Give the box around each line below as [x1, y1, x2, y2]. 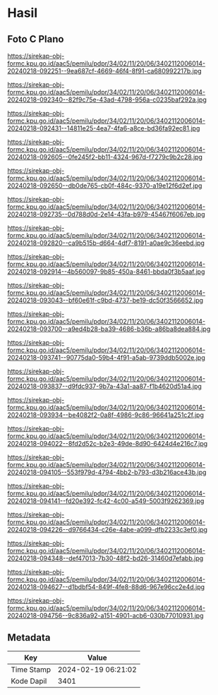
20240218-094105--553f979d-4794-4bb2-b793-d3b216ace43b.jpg [7, 468, 207, 476]
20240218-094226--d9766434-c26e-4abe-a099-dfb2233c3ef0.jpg [7, 526, 208, 533]
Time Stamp [11, 665, 52, 675]
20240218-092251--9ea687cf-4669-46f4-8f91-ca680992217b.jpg [7, 67, 202, 75]
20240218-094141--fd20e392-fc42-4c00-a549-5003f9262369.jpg [7, 497, 205, 505]
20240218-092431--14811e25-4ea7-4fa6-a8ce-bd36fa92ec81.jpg [7, 124, 200, 132]
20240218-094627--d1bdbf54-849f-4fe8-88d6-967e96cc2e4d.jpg [7, 583, 205, 591]
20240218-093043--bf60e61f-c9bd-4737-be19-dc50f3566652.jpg [7, 296, 203, 304]
